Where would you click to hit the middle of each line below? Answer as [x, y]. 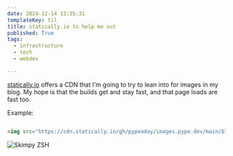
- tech [23, 53]
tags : [15, 40]
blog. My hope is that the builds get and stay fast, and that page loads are [113, 92]
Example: [20, 112]
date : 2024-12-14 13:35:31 [46, 14]
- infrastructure [38, 46]
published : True [31, 33]
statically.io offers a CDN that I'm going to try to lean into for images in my [113, 85]
